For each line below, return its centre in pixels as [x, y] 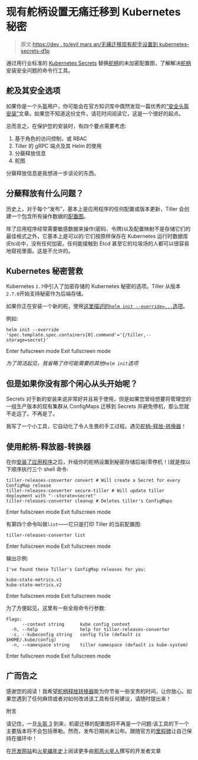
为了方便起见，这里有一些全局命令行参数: [56, 608]
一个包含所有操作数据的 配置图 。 [50, 216]
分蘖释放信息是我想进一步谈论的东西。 [52, 173]
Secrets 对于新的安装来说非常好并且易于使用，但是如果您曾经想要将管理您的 [99, 399]
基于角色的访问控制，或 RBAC [51, 138]
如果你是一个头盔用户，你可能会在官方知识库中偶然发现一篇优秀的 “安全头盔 [98, 106]
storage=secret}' [27, 340]
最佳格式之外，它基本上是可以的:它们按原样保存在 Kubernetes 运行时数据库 [97, 236]
